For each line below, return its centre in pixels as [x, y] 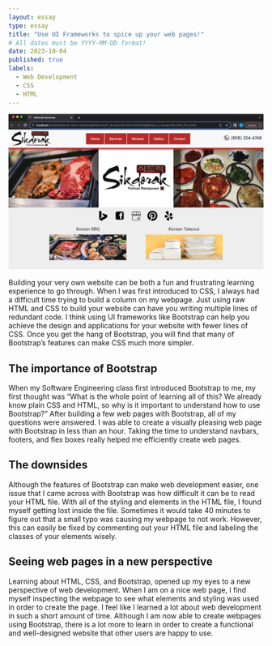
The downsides [48, 465]
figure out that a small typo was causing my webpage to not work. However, [135, 519]
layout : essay [32, 17]
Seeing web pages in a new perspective [110, 562]
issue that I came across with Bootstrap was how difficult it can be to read [132, 493]
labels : [21, 69]
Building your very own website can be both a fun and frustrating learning [132, 283]
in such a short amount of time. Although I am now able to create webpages [135, 615]
